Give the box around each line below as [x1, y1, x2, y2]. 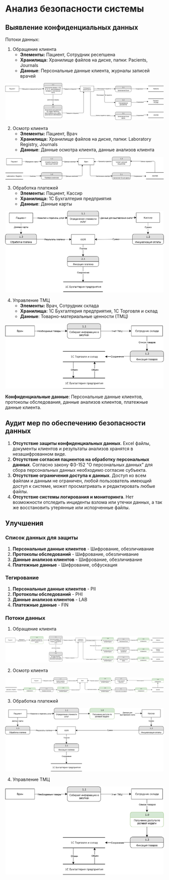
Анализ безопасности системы [5, 3, 144, 15]
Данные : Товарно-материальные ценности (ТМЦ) [20, 313, 129, 319]
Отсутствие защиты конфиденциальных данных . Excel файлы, [12, 440, 151, 446]
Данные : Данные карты [20, 201, 72, 207]
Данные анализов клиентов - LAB [12, 596, 88, 602]
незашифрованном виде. [12, 451, 66, 457]
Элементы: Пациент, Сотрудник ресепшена [20, 51, 116, 57]
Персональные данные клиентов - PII [12, 586, 96, 592]
